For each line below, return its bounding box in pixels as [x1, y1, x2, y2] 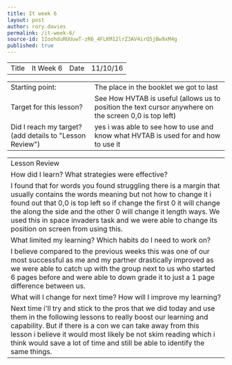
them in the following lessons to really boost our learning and [10, 312, 209, 321]
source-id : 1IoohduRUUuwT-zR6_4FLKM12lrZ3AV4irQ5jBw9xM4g [7, 36, 177, 43]
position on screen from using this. [10, 224, 123, 234]
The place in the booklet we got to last [94, 82, 219, 92]
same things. [10, 347, 52, 356]
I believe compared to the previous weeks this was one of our [10, 247, 210, 256]
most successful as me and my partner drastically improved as [10, 255, 214, 265]
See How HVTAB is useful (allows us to [94, 94, 221, 103]
